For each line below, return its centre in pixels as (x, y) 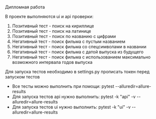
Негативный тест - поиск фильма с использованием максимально (81, 57)
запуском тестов (22, 77)
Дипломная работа (25, 7)
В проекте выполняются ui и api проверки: (49, 16)
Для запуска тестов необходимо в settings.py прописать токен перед (77, 72)
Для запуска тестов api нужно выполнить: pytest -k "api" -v (74, 97)
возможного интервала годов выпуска (52, 62)
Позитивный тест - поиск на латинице (52, 31)
